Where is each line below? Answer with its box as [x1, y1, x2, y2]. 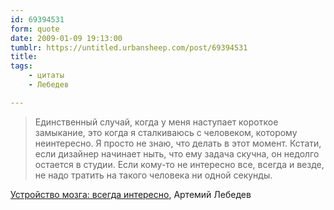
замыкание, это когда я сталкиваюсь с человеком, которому [34, 126, 298, 138]
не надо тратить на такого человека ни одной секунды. [34, 169, 273, 181]
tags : [10, 61, 33, 71]
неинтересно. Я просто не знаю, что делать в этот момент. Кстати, [34, 137, 322, 149]
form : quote [10, 24, 60, 34]
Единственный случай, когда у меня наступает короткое [34, 116, 279, 128]
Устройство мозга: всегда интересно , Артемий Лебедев [10, 188, 252, 200]
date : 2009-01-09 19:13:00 [10, 33, 123, 43]
